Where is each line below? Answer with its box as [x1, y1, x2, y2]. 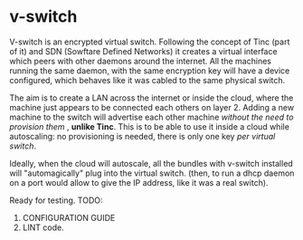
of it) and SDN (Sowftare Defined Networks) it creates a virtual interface [9, 45, 278, 56]
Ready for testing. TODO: [9, 195, 103, 206]
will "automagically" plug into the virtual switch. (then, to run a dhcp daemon [9, 168, 295, 178]
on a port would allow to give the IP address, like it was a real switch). [9, 177, 269, 187]
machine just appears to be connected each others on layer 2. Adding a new [9, 101, 295, 112]
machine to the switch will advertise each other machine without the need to [9, 111, 294, 122]
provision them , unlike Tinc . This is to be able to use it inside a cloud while [9, 120, 289, 132]
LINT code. [22, 222, 65, 233]
